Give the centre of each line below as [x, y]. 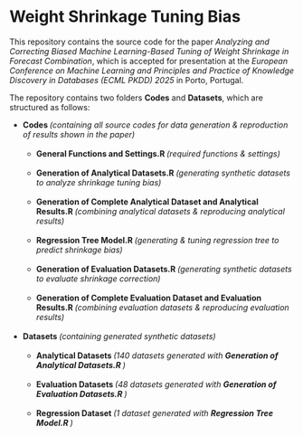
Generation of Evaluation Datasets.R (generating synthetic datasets [164, 269]
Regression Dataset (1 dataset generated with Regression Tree [155, 412]
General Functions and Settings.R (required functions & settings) [158, 153]
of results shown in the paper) [79, 134]
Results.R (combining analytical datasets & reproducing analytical [160, 211]
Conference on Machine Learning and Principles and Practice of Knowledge [152, 71]
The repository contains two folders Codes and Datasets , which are [137, 98]
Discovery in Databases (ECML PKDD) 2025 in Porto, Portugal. [127, 80]
